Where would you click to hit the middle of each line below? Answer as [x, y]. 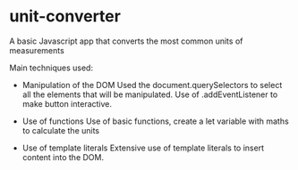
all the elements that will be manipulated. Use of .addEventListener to [150, 94]
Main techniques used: [51, 68]
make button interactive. [67, 103]
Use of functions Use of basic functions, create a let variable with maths [155, 121]
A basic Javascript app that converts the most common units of [126, 41]
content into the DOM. [63, 157]
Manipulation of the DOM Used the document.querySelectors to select [152, 85]
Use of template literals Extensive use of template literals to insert [143, 148]
